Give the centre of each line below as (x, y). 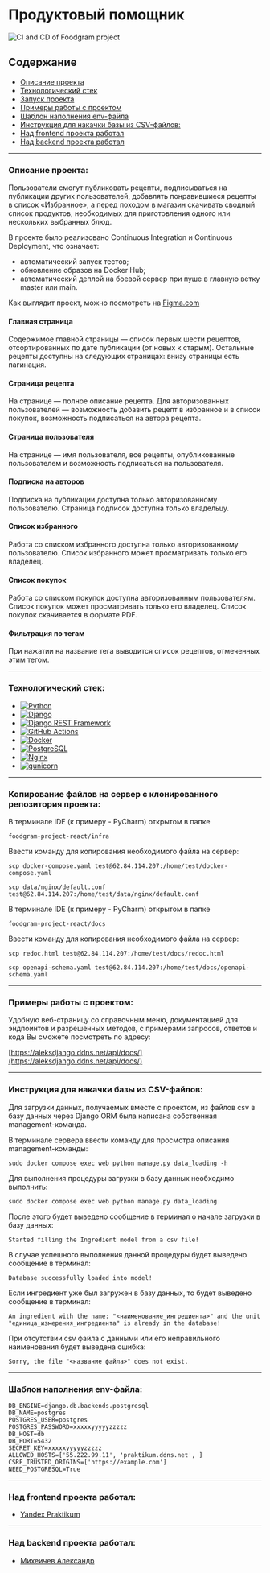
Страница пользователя (51, 437)
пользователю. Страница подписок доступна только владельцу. (119, 508)
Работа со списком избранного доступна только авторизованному (123, 544)
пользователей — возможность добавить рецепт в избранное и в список (135, 410)
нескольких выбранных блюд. (60, 222)
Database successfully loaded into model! (80, 1278)
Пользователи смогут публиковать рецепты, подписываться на (118, 188)
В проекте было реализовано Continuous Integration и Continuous (121, 237)
